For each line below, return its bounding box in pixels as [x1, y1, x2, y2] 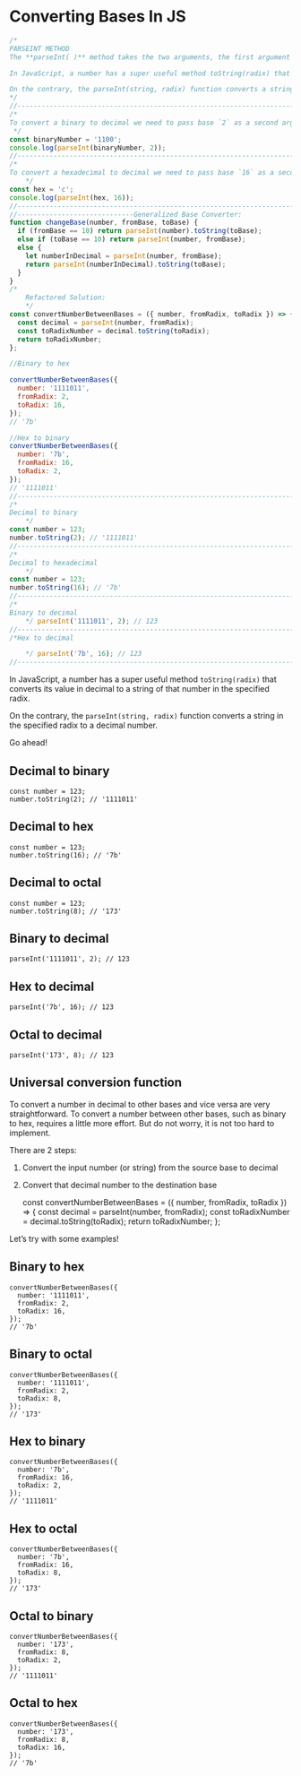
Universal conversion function [9, 1075, 182, 1091]
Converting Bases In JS [9, 6, 186, 27]
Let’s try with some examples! [9, 1233, 119, 1244]
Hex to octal [9, 1521, 78, 1536]
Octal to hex [9, 1695, 78, 1711]
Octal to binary [9, 1608, 94, 1624]
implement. [9, 1127, 51, 1138]
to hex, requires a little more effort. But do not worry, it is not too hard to [9, 1117, 275, 1128]
